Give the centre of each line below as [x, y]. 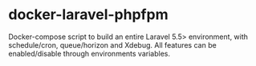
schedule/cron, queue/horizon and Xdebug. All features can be [112, 45]
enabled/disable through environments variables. [89, 53]
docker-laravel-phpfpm [88, 15]
